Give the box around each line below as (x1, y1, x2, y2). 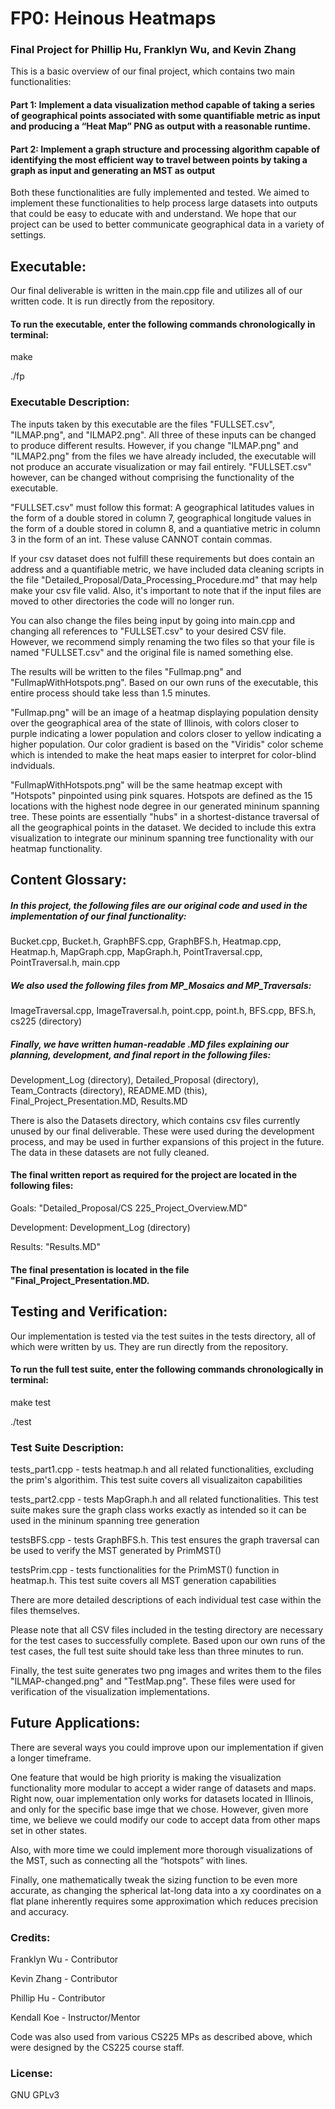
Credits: (10, 1930, 51, 1944)
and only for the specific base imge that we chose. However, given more (10, 1803, 309, 1815)
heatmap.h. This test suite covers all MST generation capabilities (10, 1575, 277, 1586)
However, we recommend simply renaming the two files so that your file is (10, 635, 315, 647)
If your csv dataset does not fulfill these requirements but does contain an (10, 552, 315, 564)
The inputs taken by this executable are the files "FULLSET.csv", (10, 418, 275, 430)
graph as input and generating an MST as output (10, 164, 216, 176)
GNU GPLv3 (10, 2089, 60, 2101)
